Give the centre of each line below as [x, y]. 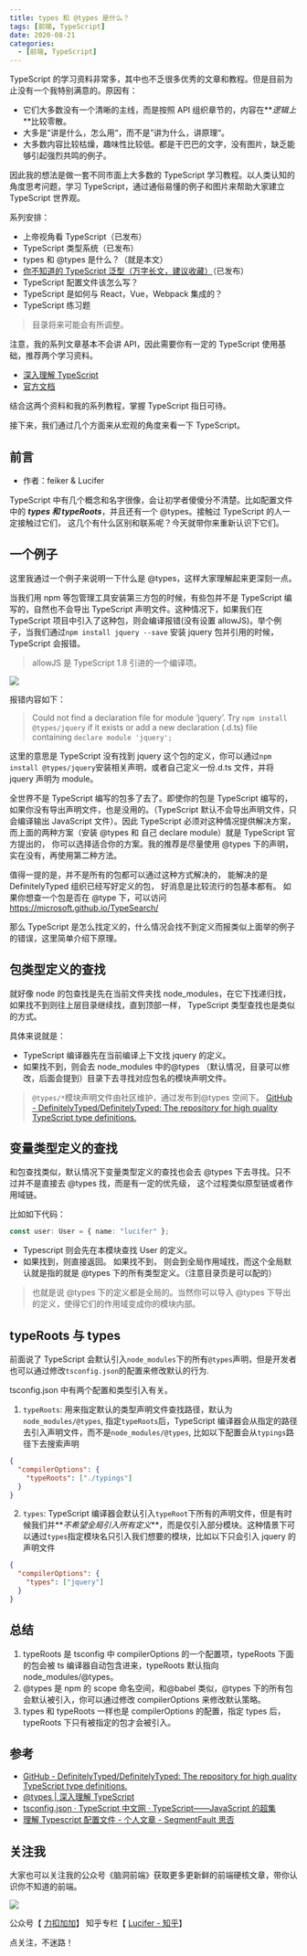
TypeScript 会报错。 [47, 643]
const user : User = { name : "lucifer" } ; [90, 1232]
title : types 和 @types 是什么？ [69, 18]
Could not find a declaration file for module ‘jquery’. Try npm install [159, 718]
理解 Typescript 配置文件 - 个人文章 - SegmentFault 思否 [128, 1820]
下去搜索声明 [55, 1444]
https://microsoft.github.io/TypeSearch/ [84, 908]
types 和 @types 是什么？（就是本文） [95, 260]
